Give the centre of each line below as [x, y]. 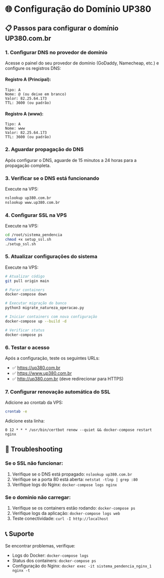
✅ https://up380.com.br [36, 367]
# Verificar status [25, 330]
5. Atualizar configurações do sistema [51, 257]
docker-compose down [26, 294]
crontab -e [16, 412]
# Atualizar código [25, 276]
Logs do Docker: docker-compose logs [50, 555]
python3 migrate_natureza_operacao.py [45, 308]
